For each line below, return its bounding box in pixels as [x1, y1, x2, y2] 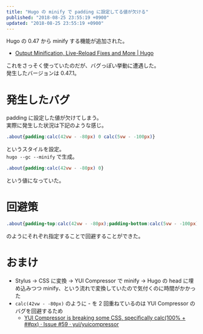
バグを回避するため [14, 307, 63, 315]
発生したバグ [6, 93, 71, 106]
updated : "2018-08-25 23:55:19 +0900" [6, 20, 104, 26]
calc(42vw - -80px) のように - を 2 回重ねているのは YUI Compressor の [14, 300, 195, 307]
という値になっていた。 [6, 177, 65, 185]
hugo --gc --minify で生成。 [6, 153, 78, 160]
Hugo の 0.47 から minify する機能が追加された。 [6, 38, 128, 45]
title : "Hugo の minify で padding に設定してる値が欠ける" [6, 8, 149, 15]
